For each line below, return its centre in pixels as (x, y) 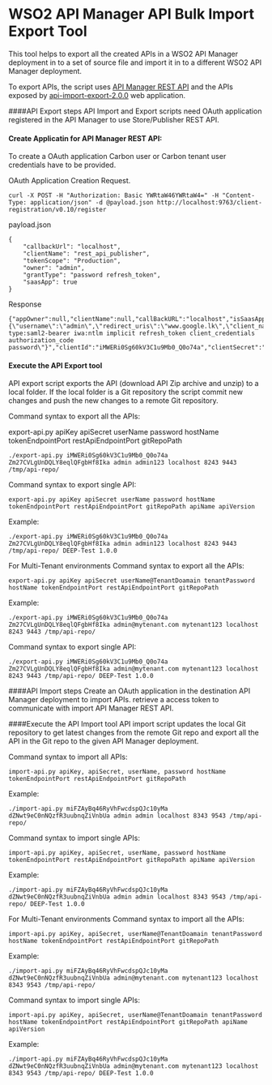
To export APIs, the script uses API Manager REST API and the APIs (121, 87)
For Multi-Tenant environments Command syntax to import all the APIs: (127, 919)
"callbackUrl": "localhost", (72, 247)
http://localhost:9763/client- (210, 203)
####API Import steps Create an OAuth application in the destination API (130, 691)
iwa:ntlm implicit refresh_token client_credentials (164, 333)
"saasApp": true (51, 282)
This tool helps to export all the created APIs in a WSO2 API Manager (123, 54)
